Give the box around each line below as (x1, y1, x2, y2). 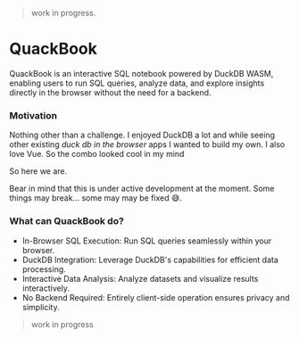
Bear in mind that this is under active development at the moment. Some (9, 183, 275, 194)
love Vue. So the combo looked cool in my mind (9, 149, 185, 160)
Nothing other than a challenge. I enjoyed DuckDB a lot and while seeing (9, 129, 275, 141)
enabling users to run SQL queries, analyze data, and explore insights (9, 78, 265, 88)
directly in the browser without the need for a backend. (9, 87, 212, 97)
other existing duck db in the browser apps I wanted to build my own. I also (9, 139, 286, 150)
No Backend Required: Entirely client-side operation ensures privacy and (21, 292, 290, 302)
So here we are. (9, 166, 68, 177)
